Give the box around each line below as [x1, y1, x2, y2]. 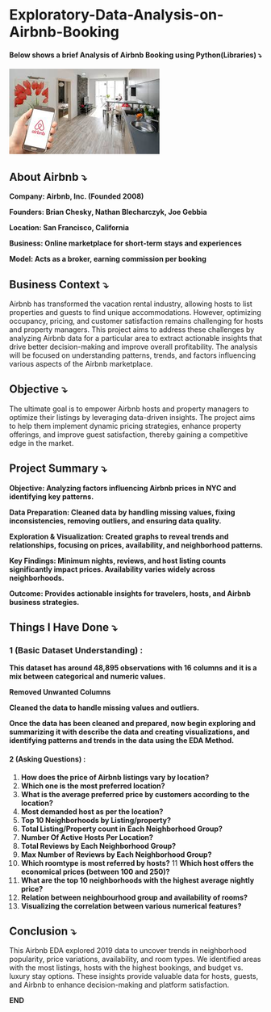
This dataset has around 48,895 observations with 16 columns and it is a [9, 663, 257, 673]
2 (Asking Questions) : [9, 754, 86, 764]
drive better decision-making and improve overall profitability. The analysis [9, 342, 258, 352]
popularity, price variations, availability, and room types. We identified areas [9, 955, 261, 964]
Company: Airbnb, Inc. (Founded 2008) [9, 191, 144, 201]
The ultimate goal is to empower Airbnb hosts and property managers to [9, 404, 249, 414]
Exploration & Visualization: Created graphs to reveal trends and [9, 531, 229, 541]
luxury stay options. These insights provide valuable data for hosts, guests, [9, 972, 259, 981]
